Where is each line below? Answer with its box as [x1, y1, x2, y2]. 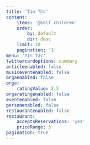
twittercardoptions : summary [6, 58, 78, 64]
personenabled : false [6, 102, 59, 108]
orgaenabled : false [6, 75, 54, 80]
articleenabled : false [6, 63, 62, 70]
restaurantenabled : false [6, 108, 69, 114]
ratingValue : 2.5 [16, 86, 59, 92]
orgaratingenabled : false [6, 91, 69, 97]
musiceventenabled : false [6, 69, 69, 75]
